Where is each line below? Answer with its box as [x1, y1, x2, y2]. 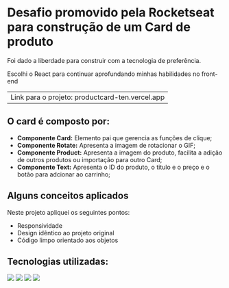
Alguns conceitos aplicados [7, 190, 129, 202]
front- [201, 70, 218, 78]
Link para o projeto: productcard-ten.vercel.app [10, 92, 165, 102]
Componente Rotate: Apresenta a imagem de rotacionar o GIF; [16, 141, 195, 149]
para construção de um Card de [7, 19, 191, 35]
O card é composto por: [7, 116, 110, 127]
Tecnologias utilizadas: [7, 255, 108, 267]
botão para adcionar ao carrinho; [16, 170, 111, 179]
